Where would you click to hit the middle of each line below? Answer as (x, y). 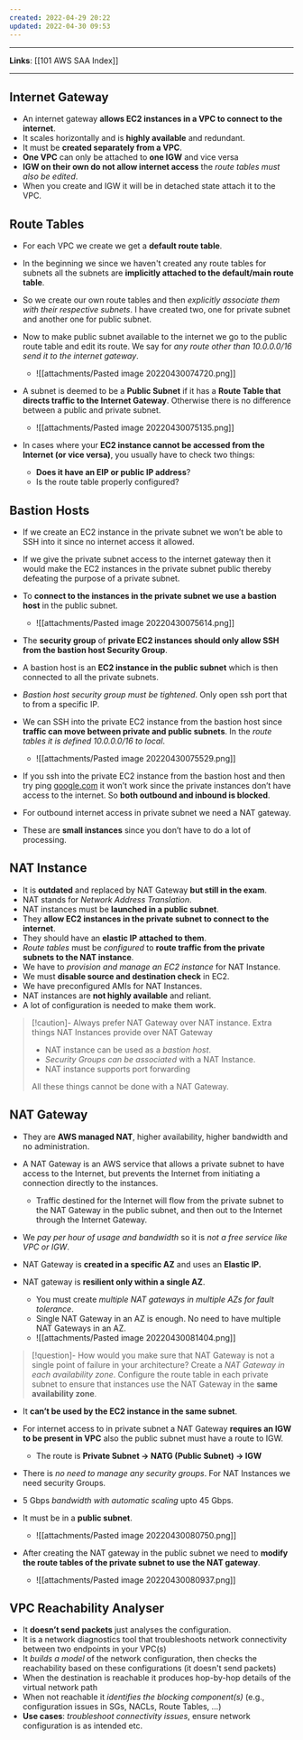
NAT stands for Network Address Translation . (107, 899)
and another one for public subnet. (87, 319)
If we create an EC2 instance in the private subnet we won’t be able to (152, 532)
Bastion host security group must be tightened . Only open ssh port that (155, 694)
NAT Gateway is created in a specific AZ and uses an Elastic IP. (142, 1264)
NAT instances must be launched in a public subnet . (120, 909)
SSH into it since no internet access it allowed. (109, 541)
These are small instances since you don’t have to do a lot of (136, 830)
